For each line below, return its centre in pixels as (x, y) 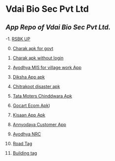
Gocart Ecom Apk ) (31, 106)
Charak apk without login (38, 58)
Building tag (25, 153)
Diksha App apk (29, 77)
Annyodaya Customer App (39, 124)
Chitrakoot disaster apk (36, 86)
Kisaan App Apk (29, 115)
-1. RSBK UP (18, 39)
